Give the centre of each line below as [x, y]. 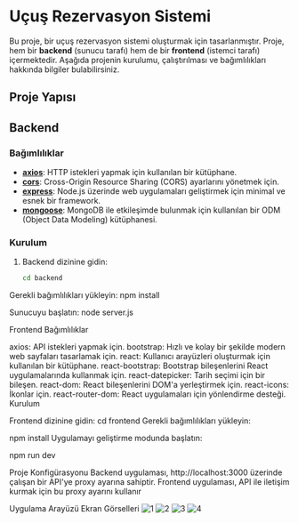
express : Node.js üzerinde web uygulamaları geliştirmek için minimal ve [154, 191]
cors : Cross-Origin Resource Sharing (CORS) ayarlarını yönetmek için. [151, 182]
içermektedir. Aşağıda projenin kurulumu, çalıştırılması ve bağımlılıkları [138, 60]
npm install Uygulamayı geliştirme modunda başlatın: [106, 439]
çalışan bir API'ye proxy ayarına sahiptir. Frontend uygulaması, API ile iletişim [149, 482]
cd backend [42, 278]
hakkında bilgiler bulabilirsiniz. [64, 69]
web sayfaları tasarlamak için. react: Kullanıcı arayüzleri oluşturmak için [140, 357]
